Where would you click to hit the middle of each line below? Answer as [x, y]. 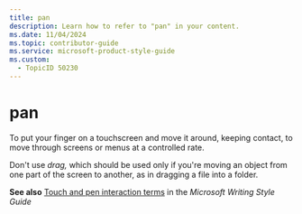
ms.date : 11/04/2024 [48, 34]
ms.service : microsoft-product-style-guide [92, 51]
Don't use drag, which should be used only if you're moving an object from [149, 164]
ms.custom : [30, 60]
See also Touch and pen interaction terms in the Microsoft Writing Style [142, 191]
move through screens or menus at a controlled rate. [107, 147]
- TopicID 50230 [48, 69]
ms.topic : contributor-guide [64, 43]
